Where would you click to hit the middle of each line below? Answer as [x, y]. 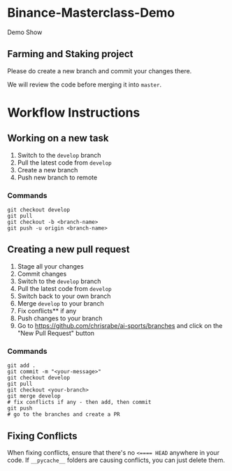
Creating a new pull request [68, 249]
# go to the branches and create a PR [64, 414]
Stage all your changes [50, 266]
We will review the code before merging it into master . [85, 84]
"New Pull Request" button [56, 333]
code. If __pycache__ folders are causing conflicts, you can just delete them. [116, 460]
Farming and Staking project [70, 54]
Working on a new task [58, 139]
